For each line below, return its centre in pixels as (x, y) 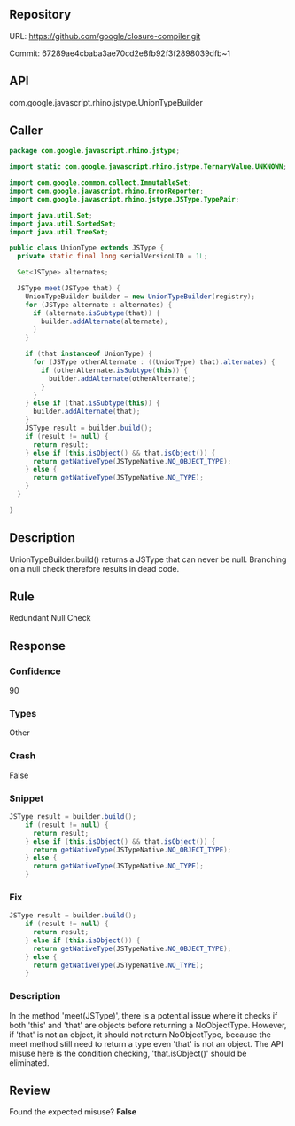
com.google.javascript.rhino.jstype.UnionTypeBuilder (106, 102)
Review (30, 1090)
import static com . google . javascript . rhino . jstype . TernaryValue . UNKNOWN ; (148, 167)
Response (38, 646)
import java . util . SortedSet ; (63, 224)
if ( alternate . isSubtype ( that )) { (97, 313)
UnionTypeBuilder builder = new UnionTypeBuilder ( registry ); (140, 297)
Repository (40, 15)
